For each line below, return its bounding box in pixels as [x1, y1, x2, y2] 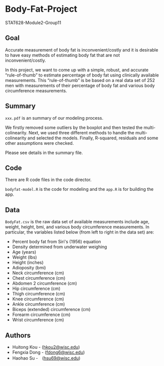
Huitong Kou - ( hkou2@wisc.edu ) [12, 344, 80, 350]
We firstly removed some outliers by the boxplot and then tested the [5, 124, 143, 131]
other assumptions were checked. [5, 140, 74, 146]
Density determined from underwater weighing [12, 244, 107, 250]
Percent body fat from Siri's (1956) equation [12, 239, 102, 245]
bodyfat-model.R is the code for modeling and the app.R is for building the [5, 186, 154, 192]
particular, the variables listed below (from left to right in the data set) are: [5, 229, 154, 235]
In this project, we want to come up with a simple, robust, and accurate [5, 67, 149, 73]
